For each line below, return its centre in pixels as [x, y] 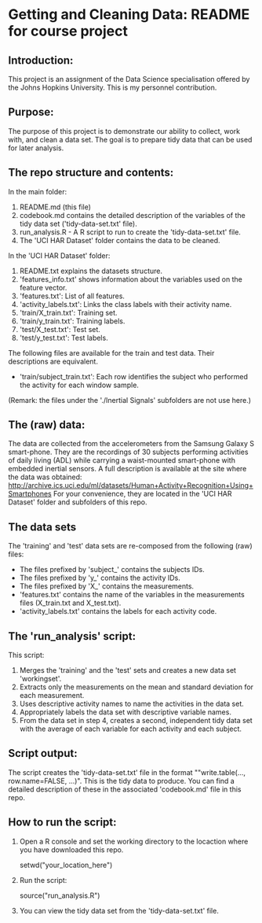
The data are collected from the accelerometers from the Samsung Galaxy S [131, 444]
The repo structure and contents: [91, 173]
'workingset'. [40, 679]
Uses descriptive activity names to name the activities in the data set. [132, 704]
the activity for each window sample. [79, 385]
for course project [68, 31]
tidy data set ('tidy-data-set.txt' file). [78, 223]
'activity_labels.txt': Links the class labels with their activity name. [126, 304]
